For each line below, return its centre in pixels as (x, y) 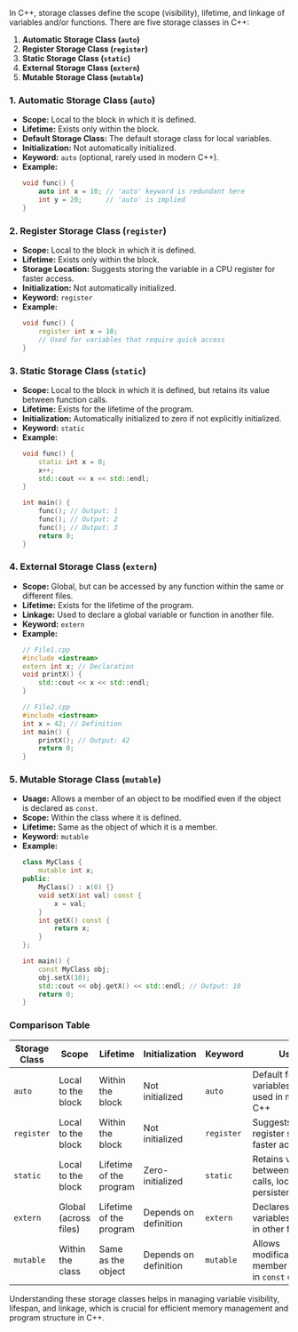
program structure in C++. (57, 1317)
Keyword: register (57, 298)
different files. (47, 596)
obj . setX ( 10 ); (64, 977)
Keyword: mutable (55, 837)
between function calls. (65, 399)
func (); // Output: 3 (78, 527)
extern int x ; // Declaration (78, 666)
